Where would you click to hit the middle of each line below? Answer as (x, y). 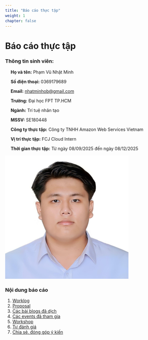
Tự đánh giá (24, 327)
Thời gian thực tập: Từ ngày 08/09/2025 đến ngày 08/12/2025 (74, 149)
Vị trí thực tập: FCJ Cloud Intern (43, 139)
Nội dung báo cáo (27, 290)
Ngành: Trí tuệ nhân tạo (35, 110)
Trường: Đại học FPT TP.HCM (41, 101)
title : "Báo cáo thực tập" (33, 10)
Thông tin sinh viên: (30, 61)
